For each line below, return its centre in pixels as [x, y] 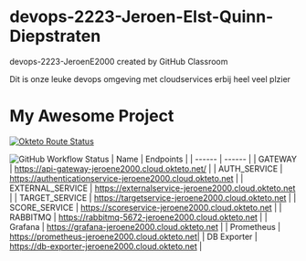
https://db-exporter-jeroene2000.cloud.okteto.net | [106, 246]
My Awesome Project [92, 116]
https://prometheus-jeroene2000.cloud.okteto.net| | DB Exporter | [133, 236]
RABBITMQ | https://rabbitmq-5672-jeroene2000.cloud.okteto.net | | [138, 217]
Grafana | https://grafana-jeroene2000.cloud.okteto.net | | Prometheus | [145, 226]
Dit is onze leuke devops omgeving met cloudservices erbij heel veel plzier [150, 78]
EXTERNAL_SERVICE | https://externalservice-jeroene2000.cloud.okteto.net [153, 188]
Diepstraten [55, 36]
